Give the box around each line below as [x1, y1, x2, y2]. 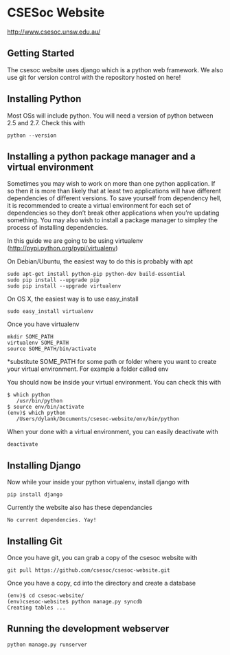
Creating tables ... [7, 604, 67, 611]
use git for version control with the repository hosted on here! [7, 73, 181, 81]
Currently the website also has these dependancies [7, 504, 152, 512]
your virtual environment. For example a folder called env [7, 365, 169, 373]
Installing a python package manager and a [7, 150, 196, 162]
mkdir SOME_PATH [7, 334, 54, 341]
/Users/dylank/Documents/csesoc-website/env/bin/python [16, 416, 180, 422]
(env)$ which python [7, 409, 67, 417]
